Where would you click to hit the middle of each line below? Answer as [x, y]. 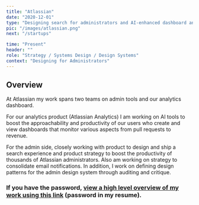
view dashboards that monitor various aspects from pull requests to [89, 129]
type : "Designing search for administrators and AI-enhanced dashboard [96, 23]
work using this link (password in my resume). [74, 195]
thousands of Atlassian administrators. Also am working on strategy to [92, 160]
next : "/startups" [29, 34]
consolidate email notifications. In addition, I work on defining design [90, 166]
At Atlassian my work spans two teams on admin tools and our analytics [94, 99]
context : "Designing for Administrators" [58, 61]
